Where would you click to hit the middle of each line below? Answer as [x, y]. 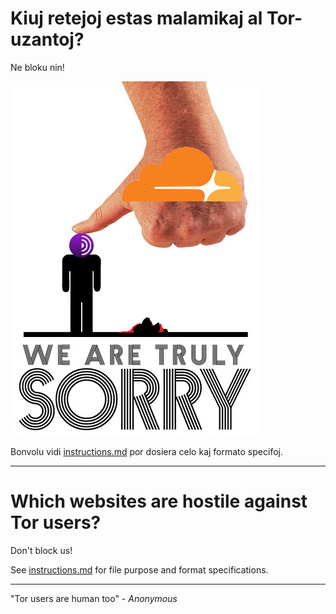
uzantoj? [47, 39]
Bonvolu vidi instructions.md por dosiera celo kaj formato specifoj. [146, 451]
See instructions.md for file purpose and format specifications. [139, 569]
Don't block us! [41, 550]
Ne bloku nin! [37, 67]
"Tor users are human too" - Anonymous [94, 598]
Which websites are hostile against [159, 501]
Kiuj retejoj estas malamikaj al [136, 18]
